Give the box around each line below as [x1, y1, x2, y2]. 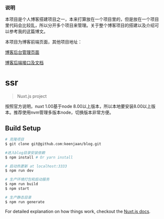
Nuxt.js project [17, 93, 47, 99]
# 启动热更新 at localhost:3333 [5, 164, 67, 169]
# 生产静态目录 [5, 195, 32, 200]
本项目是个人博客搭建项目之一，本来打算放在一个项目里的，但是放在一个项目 [5, 16, 159, 22]
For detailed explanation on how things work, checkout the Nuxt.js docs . [5, 208, 151, 214]
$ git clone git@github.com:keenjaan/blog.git [5, 141, 102, 146]
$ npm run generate [5, 199, 45, 204]
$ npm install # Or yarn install [5, 155, 73, 160]
